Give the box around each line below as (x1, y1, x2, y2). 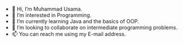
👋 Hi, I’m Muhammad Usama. (11, 6, 83, 12)
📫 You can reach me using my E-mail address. (11, 31, 126, 37)
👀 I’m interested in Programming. (11, 12, 91, 19)
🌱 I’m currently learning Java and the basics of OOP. (11, 18, 139, 24)
